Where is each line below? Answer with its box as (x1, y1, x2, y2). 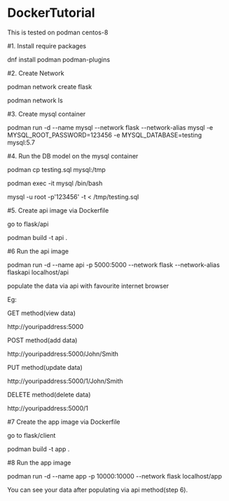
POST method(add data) (7, 335, 78, 345)
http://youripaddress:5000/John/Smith (7, 349, 119, 358)
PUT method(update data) (7, 363, 83, 371)
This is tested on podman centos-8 (7, 28, 109, 36)
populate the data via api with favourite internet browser (7, 281, 169, 290)
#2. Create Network (7, 69, 64, 77)
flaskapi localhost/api (7, 268, 69, 276)
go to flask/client (7, 431, 56, 439)
